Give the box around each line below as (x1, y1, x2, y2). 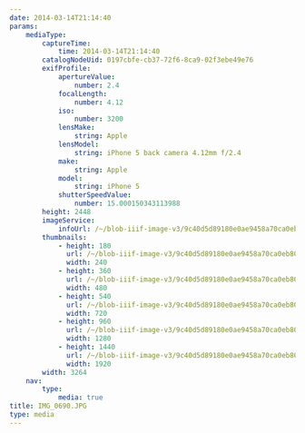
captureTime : (42, 38, 92, 48)
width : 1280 (66, 334, 112, 343)
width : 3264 (42, 368, 88, 377)
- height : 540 (57, 291, 112, 300)
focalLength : (57, 89, 107, 98)
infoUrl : (57, 224, 92, 233)
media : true (57, 393, 103, 402)
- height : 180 (57, 241, 112, 251)
